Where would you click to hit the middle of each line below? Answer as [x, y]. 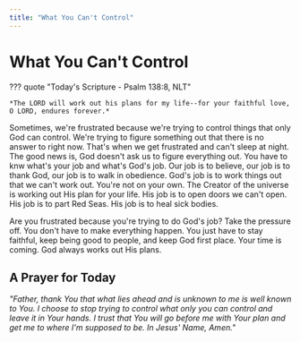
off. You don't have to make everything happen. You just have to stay [136, 230]
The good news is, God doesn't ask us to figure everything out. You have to [149, 156]
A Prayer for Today [63, 277]
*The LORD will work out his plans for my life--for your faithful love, [150, 103]
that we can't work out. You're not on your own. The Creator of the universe [149, 184]
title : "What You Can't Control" [72, 17]
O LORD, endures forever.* [60, 111]
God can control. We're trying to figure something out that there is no [137, 137]
